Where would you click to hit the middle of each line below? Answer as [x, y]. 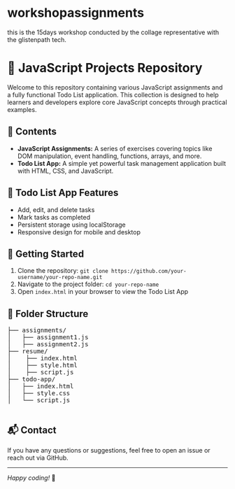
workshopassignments [76, 13]
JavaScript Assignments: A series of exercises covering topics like [115, 148]
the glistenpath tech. [37, 39]
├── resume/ [28, 352]
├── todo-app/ [31, 380]
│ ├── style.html [43, 366]
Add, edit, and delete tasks [56, 210]
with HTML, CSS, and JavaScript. [65, 171]
